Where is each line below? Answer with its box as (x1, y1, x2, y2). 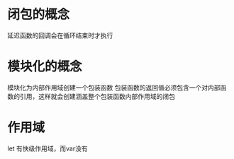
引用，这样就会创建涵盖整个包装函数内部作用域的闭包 (19, 92, 175, 100)
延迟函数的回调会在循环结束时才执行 (7, 31, 113, 40)
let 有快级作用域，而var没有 (7, 144, 89, 153)
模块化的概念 (7, 59, 83, 75)
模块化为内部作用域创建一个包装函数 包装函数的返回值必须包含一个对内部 (7, 83, 221, 92)
